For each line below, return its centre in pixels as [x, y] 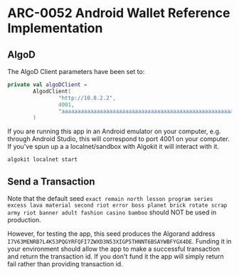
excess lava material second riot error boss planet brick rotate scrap [117, 206]
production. [24, 220]
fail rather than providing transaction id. [65, 264]
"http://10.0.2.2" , [87, 98]
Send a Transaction [51, 181]
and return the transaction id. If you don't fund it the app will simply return [116, 256]
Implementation [55, 28]
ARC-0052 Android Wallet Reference [119, 13]
